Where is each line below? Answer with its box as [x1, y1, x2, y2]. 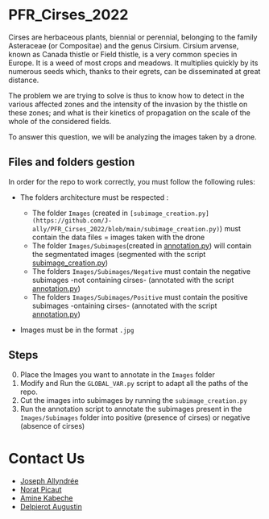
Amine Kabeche [19, 493, 73, 503]
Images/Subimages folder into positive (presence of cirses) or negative [19, 413, 250, 422]
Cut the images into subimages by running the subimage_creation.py [19, 395, 248, 405]
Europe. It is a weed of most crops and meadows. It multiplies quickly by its [8, 58, 259, 68]
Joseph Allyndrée [19, 475, 79, 485]
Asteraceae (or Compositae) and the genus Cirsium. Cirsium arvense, [8, 40, 239, 50]
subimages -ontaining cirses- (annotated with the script [31, 301, 217, 310]
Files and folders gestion [8, 156, 135, 169]
